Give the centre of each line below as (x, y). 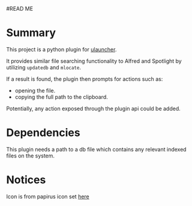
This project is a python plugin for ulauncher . (61, 49)
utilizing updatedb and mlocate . (43, 67)
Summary (31, 33)
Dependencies (43, 133)
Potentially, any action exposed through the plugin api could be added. (94, 108)
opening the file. (35, 90)
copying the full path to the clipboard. (61, 97)
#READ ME (20, 9)
